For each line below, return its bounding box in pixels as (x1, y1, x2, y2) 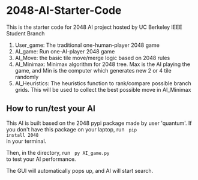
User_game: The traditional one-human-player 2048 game (14, 41, 160, 49)
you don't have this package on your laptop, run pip (6, 125, 137, 133)
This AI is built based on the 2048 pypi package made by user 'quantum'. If (6, 119, 192, 127)
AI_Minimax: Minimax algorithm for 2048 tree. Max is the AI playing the (14, 61, 191, 68)
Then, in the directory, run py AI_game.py (6, 149, 110, 156)
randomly (14, 73, 39, 80)
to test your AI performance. (6, 155, 76, 163)
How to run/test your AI (6, 103, 96, 114)
